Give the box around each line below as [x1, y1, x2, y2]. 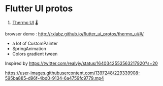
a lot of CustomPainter [12, 40, 58, 46]
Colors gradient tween [12, 51, 58, 57]
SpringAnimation [12, 45, 47, 52]
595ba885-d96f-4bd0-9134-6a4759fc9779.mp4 [5, 75, 104, 81]
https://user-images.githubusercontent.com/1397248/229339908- [5, 70, 140, 76]
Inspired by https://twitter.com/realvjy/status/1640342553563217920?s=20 [5, 60, 158, 66]
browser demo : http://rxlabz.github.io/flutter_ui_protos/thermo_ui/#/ [5, 30, 144, 37]
